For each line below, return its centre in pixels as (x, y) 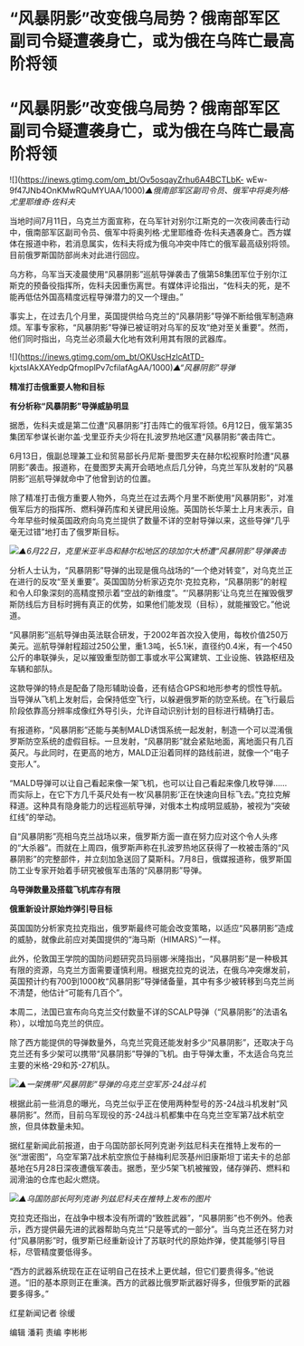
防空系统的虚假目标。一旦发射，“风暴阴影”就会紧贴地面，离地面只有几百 (159, 741)
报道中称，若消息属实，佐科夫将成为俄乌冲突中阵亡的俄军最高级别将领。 (160, 244)
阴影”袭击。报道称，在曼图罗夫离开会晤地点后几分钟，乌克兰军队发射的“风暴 (152, 467)
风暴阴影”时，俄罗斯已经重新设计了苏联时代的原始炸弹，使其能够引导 (150, 1241)
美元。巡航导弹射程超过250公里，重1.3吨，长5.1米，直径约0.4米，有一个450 (151, 646)
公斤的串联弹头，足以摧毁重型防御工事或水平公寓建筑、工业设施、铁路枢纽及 (152, 658)
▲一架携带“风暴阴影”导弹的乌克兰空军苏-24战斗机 (112, 1084)
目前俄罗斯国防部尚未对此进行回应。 (77, 255)
